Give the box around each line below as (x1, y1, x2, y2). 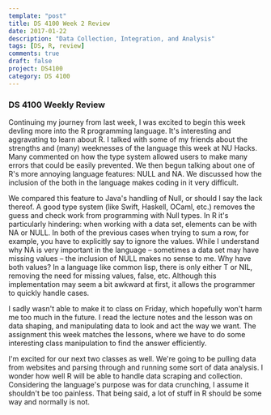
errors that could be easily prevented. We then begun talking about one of (8, 160, 255, 170)
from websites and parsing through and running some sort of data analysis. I (8, 362, 264, 372)
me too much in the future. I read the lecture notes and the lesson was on (8, 312, 253, 322)
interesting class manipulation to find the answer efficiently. (8, 338, 207, 348)
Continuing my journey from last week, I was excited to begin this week (8, 117, 246, 126)
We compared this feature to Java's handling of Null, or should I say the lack (8, 193, 263, 203)
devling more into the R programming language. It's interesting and (8, 126, 231, 135)
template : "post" (8, 11, 67, 20)
